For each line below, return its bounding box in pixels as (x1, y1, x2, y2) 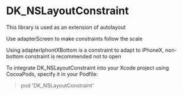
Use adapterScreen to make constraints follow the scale (6, 35, 143, 42)
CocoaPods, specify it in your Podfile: (6, 70, 98, 77)
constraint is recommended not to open (24, 53, 121, 60)
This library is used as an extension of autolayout (6, 24, 126, 31)
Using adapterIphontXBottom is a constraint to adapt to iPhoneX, (6, 46, 164, 54)
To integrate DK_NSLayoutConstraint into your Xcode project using (6, 64, 169, 71)
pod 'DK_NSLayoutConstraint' (20, 81, 94, 89)
